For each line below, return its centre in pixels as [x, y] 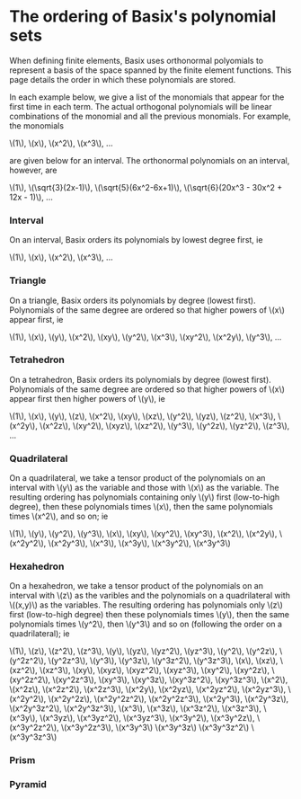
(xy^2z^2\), [30, 679]
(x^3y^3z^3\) [33, 737]
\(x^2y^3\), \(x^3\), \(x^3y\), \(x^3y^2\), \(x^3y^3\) [139, 543]
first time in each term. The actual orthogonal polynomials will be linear [141, 106]
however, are [33, 170]
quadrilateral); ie [40, 634]
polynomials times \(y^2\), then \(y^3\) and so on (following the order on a [146, 624]
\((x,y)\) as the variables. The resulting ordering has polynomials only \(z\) [146, 605]
